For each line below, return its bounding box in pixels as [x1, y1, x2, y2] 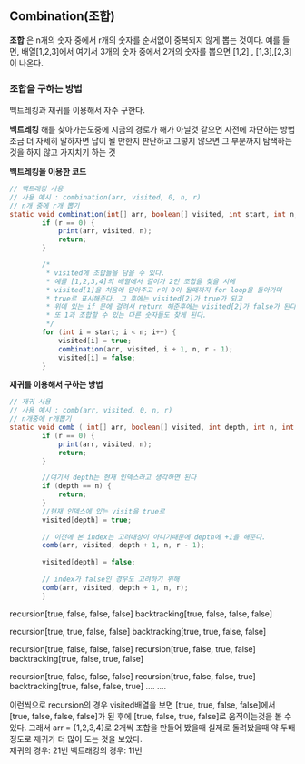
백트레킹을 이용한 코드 [9, 167, 87, 178]
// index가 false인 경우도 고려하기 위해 [42, 575, 180, 584]
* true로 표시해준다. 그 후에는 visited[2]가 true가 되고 [45, 294, 243, 303]
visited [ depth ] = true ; [42, 515, 132, 525]
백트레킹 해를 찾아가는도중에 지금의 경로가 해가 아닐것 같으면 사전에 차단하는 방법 [9, 124, 296, 135]
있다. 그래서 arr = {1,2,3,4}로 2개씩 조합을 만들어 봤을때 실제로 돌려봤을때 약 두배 [9, 722, 296, 733]
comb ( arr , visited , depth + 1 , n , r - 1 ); [42, 541, 205, 550]
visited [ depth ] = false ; [42, 558, 136, 567]
